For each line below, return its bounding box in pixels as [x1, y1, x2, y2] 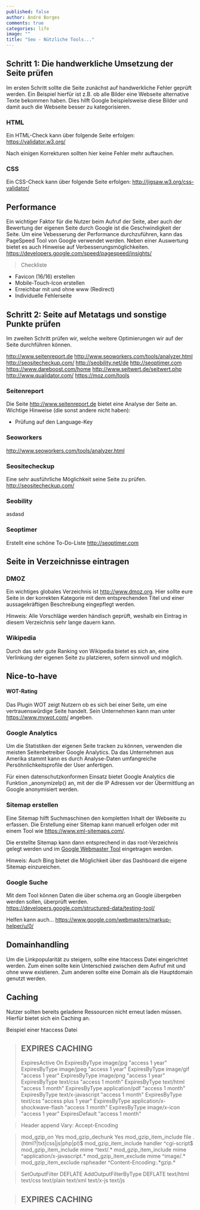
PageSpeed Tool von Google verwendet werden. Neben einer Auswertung [6, 237, 189, 245]
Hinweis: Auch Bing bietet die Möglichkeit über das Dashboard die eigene [6, 856, 187, 864]
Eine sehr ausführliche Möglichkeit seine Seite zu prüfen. [6, 475, 146, 482]
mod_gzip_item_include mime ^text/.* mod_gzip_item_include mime [20, 1146, 187, 1154]
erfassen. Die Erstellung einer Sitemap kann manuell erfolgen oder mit [6, 820, 179, 828]
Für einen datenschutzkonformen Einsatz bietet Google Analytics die [6, 773, 175, 780]
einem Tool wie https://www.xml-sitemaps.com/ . [6, 827, 125, 834]
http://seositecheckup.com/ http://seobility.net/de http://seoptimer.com [6, 359, 182, 366]
